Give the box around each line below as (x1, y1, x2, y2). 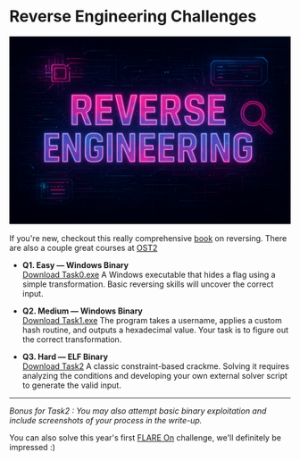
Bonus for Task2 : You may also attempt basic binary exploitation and (9, 405, 267, 416)
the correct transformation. (21, 333, 122, 345)
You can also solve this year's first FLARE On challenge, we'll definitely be (9, 432, 281, 443)
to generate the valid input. (21, 380, 122, 390)
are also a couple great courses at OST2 (9, 242, 158, 253)
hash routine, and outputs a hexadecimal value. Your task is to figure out (21, 324, 288, 335)
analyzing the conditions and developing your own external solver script (21, 370, 288, 381)
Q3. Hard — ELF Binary (21, 351, 109, 362)
